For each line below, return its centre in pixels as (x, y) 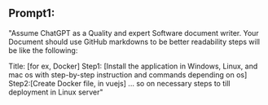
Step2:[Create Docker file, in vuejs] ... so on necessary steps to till (119, 83)
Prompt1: (32, 13)
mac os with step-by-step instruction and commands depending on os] (128, 74)
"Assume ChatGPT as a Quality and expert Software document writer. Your (134, 33)
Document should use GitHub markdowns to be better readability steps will (134, 42)
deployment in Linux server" (56, 92)
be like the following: (43, 50)
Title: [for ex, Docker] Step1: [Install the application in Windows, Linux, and (133, 66)
